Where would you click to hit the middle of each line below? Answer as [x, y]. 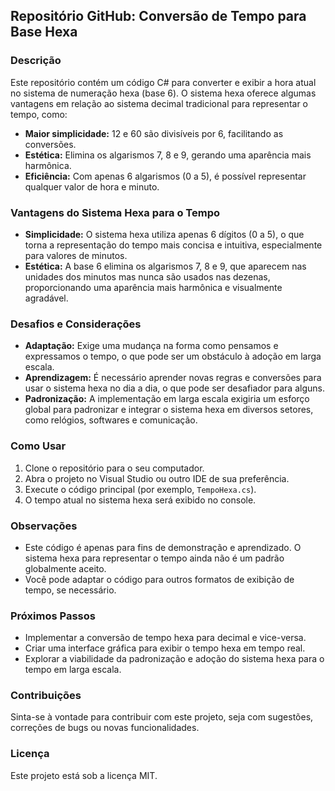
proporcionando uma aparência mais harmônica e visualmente [153, 287]
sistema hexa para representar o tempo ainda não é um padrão [154, 558]
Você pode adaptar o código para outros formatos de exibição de [159, 579]
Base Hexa [44, 32]
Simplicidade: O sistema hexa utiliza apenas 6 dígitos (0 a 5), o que [164, 234]
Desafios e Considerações [76, 324]
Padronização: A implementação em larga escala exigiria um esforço [167, 399]
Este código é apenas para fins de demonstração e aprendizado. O [163, 547]
